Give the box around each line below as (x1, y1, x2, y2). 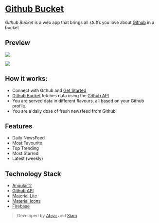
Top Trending (12, 145, 39, 151)
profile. (12, 103, 27, 109)
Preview (5, 39, 31, 47)
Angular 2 (12, 183, 32, 189)
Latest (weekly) (12, 155, 43, 161)
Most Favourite (12, 140, 42, 146)
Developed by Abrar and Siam (17, 213, 77, 219)
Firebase (12, 203, 30, 209)
